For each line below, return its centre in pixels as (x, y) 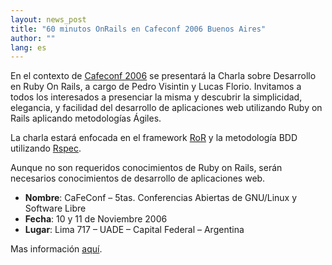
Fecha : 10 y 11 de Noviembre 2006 (96, 219)
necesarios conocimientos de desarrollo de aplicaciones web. (138, 178)
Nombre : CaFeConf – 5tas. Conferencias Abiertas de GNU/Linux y (161, 198)
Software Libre (55, 208)
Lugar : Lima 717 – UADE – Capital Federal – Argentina (134, 230)
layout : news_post (48, 19)
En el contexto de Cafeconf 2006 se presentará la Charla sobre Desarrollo (163, 76)
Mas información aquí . (56, 249)
